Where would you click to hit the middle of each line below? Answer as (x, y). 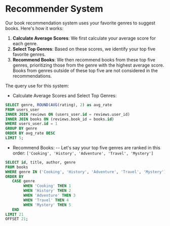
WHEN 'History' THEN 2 (47, 191)
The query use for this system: (37, 86)
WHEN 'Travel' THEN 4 (46, 200)
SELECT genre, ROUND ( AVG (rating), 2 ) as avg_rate (59, 105)
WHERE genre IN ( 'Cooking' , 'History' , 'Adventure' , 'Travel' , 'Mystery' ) (86, 172)
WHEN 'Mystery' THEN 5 (47, 205)
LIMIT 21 (14, 214)
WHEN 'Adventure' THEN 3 (50, 196)
